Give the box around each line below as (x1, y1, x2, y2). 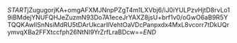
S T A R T (7, 6, 28, 14)
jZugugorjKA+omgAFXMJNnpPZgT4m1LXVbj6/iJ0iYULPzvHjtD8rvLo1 (27, 6, 231, 14)
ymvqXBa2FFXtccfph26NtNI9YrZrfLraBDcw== (7, 28, 144, 36)
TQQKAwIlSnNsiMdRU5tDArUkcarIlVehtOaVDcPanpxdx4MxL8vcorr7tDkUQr (7, 21, 229, 28)
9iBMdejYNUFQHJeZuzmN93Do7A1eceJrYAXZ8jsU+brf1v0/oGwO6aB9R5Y (7, 13, 228, 21)
